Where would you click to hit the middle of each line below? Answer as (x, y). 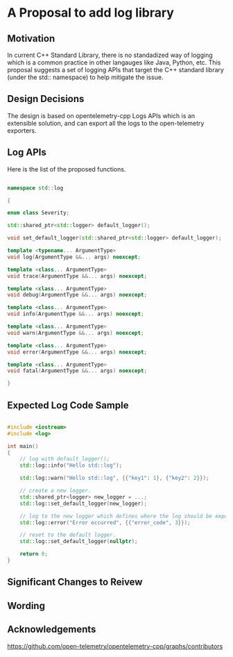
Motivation (31, 39)
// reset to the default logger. (68, 535)
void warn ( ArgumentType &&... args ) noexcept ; (76, 333)
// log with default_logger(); (65, 459)
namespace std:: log (35, 188)
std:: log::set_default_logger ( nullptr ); (79, 542)
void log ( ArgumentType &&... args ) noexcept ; (74, 257)
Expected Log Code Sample (68, 405)
